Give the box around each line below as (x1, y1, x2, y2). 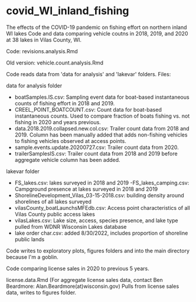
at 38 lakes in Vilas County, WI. (6, 36, 81, 43)
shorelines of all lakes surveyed (14, 198, 92, 205)
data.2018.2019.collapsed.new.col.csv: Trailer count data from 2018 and (14, 125, 190, 132)
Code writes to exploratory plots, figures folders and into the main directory (6, 247, 190, 254)
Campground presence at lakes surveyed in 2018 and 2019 (14, 185, 158, 193)
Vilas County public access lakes (14, 210, 96, 217)
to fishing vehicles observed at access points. (14, 137, 127, 144)
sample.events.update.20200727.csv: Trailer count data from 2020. (14, 144, 179, 151)
